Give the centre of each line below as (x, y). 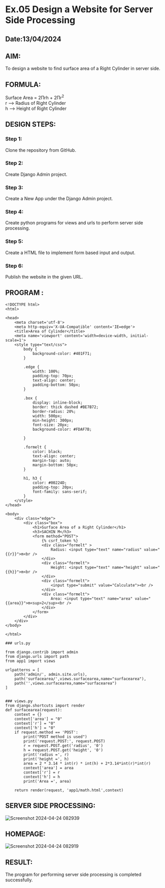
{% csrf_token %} (60, 541)
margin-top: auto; (52, 460)
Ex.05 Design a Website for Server (79, 9)
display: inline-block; (57, 403)
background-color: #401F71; (62, 353)
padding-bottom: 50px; (56, 385)
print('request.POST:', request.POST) (64, 741)
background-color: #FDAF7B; (62, 429)
